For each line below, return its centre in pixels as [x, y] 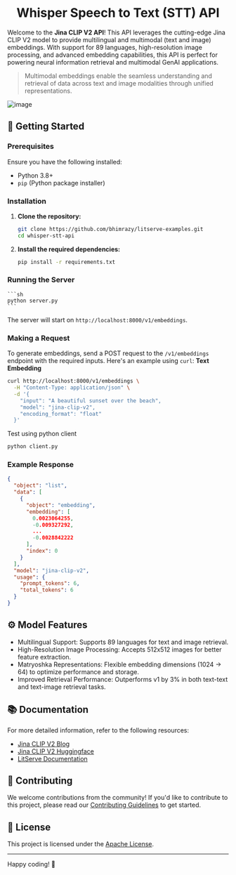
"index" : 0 [42, 551]
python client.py [33, 447]
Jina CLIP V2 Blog [44, 744]
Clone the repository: [49, 216]
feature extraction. [44, 657]
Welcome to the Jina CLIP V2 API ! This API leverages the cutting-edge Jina [117, 32]
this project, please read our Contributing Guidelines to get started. [104, 805]
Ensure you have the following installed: [65, 162]
